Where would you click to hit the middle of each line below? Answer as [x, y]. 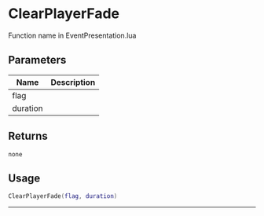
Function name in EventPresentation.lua [72, 35]
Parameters [37, 60]
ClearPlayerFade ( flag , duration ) [63, 196]
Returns [28, 136]
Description [73, 82]
